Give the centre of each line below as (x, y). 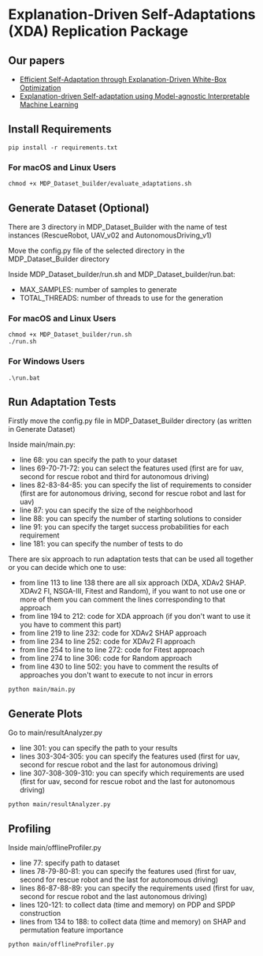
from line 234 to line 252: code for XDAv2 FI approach (107, 642)
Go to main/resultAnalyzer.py (55, 733)
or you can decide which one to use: (67, 568)
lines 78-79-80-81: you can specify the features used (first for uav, (128, 871)
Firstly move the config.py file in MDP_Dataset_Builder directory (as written (130, 421)
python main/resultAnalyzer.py (59, 804)
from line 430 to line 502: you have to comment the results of (119, 667)
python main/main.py (42, 690)
